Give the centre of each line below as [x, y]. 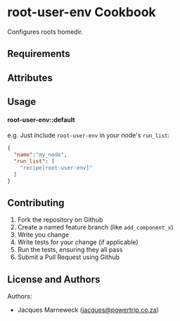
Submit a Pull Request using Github [68, 257]
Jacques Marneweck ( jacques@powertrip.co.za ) [88, 310]
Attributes [30, 78]
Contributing [36, 202]
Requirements [39, 54]
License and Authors [54, 279]
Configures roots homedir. [45, 32]
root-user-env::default [41, 120]
